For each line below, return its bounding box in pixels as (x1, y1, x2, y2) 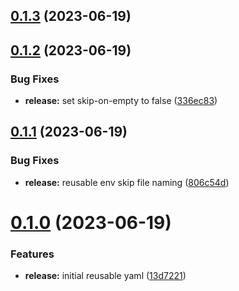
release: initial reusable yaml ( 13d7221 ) (24, 270, 187, 282)
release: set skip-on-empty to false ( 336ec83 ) (24, 95, 218, 107)
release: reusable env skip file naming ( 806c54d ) (24, 176, 230, 188)
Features (10, 247, 55, 261)
